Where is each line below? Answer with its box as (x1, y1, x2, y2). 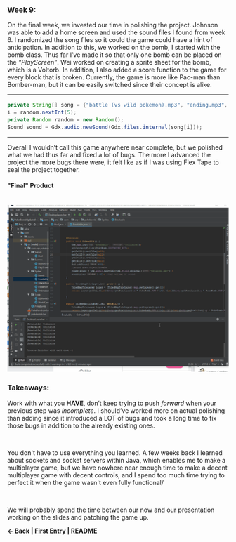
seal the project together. (7, 165, 80, 173)
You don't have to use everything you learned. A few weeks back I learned (7, 448, 223, 457)
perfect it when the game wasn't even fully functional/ (7, 478, 164, 487)
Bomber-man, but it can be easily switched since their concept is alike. (7, 81, 212, 89)
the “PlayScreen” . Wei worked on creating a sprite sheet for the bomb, (7, 58, 212, 67)
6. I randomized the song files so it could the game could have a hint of (7, 36, 213, 44)
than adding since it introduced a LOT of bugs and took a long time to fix (7, 414, 217, 422)
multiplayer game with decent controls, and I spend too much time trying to (7, 470, 225, 479)
